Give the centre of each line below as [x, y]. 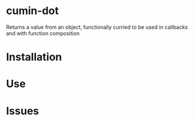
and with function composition [43, 33]
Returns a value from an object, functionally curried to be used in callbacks [97, 27]
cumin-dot [32, 11]
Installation [34, 57]
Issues [23, 111]
